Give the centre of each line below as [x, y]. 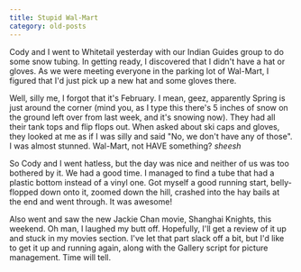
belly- [281, 182]
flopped [24, 192]
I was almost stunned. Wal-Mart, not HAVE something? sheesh [125, 146]
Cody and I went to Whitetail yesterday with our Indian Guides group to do [146, 51]
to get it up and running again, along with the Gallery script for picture [139, 248]
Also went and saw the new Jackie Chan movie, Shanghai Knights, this [141, 219]
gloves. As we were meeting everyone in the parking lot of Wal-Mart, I [139, 71]
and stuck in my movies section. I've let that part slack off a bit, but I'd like [147, 238]
